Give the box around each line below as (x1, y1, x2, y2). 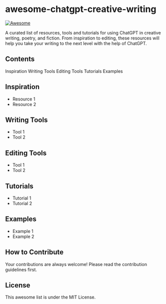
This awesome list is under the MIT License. (5, 294, 96, 300)
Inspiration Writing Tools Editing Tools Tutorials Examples (5, 68, 123, 74)
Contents (5, 55, 35, 63)
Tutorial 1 (12, 195, 31, 201)
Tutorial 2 (12, 200, 32, 206)
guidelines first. (5, 266, 37, 272)
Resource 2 (12, 101, 36, 107)
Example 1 (12, 228, 33, 234)
